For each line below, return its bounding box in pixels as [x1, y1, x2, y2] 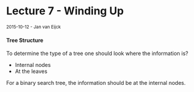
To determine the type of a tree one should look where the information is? [6, 50, 189, 57]
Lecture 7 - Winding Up [6, 4, 124, 18]
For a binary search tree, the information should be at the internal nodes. [6, 79, 186, 87]
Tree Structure [6, 36, 44, 44]
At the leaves [14, 68, 48, 75]
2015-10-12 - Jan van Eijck [6, 24, 61, 30]
